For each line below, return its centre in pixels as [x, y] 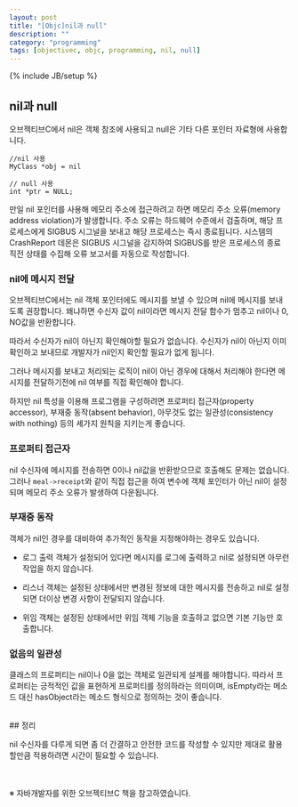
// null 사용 [32, 183]
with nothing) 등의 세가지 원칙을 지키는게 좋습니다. [97, 424]
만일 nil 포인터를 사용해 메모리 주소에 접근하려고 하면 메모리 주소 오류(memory [145, 209]
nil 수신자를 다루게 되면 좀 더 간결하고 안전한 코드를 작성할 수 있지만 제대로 [138, 745]
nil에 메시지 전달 [42, 278]
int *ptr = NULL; [41, 191]
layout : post [33, 17]
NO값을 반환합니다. [43, 322]
